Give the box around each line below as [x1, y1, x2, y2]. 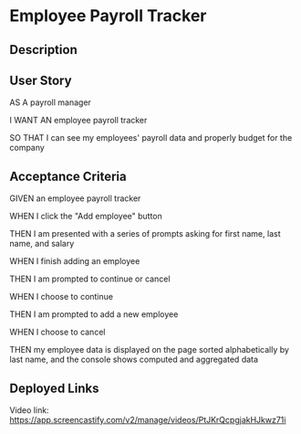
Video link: [9, 405, 49, 416]
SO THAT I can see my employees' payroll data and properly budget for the [9, 132, 293, 143]
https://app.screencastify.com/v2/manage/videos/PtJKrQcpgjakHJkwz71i [9, 415, 286, 426]
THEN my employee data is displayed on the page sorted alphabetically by [9, 344, 290, 355]
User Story [9, 72, 72, 88]
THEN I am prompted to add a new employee [9, 309, 179, 320]
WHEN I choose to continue [9, 291, 114, 302]
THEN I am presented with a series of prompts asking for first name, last [9, 228, 281, 239]
